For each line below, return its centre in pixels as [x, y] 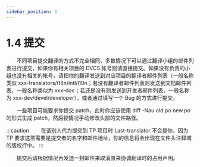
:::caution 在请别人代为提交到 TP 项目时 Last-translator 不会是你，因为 [97, 130]
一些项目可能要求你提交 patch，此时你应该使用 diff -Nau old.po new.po [104, 110]
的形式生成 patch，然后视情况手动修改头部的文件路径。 [74, 118]
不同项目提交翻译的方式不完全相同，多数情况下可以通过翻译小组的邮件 [103, 61]
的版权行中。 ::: [25, 145]
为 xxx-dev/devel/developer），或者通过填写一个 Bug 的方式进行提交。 [92, 97]
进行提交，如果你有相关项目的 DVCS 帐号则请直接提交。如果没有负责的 [98, 68]
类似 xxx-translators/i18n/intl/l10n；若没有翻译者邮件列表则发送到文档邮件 [96, 83]
